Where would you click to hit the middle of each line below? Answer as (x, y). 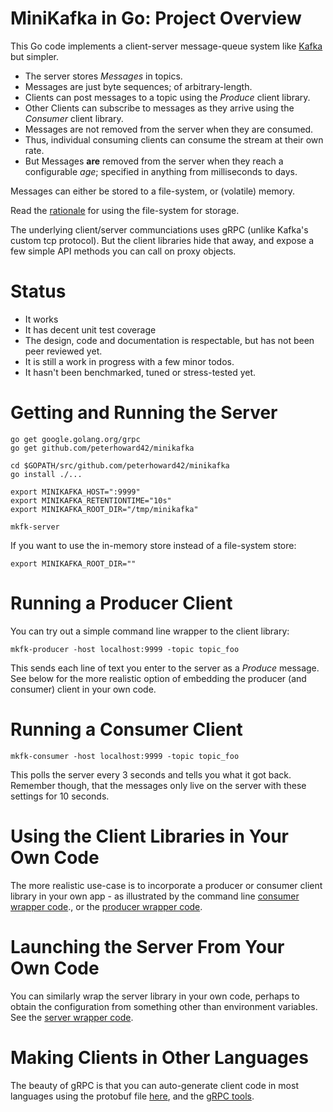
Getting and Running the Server (144, 413)
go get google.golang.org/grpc (75, 439)
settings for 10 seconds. (60, 796)
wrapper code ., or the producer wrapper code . (106, 906)
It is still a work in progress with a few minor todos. (129, 361)
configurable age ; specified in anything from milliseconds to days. (161, 171)
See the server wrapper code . (72, 1017)
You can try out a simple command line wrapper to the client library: (150, 631)
